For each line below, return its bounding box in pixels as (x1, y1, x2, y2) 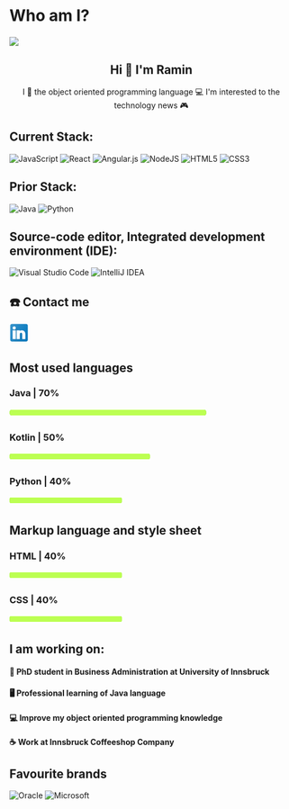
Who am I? (9, 5, 90, 26)
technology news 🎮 (113, 100, 189, 111)
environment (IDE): (9, 243, 118, 258)
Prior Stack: (9, 179, 77, 194)
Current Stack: (9, 130, 94, 145)
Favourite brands (9, 766, 108, 781)
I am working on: (9, 641, 105, 657)
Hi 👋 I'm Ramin (109, 62, 194, 77)
